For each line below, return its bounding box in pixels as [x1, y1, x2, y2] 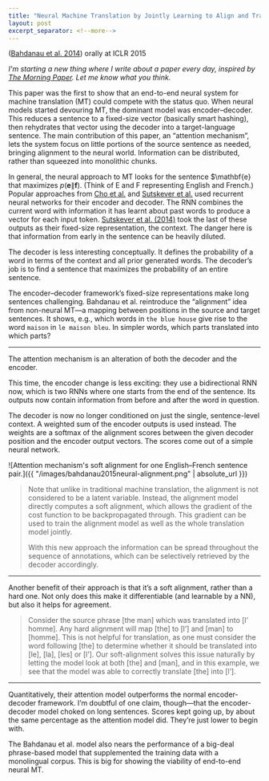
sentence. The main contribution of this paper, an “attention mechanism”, [8, 131, 250, 140]
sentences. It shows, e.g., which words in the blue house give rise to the [8, 314, 248, 323]
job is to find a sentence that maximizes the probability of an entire [8, 264, 228, 274]
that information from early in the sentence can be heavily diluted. [8, 232, 226, 242]
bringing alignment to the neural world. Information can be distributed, [8, 148, 240, 157]
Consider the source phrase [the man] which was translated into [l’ [27, 616, 248, 625]
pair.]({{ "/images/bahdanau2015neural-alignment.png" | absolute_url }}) [8, 469, 248, 478]
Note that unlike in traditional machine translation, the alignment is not [27, 485, 259, 494]
